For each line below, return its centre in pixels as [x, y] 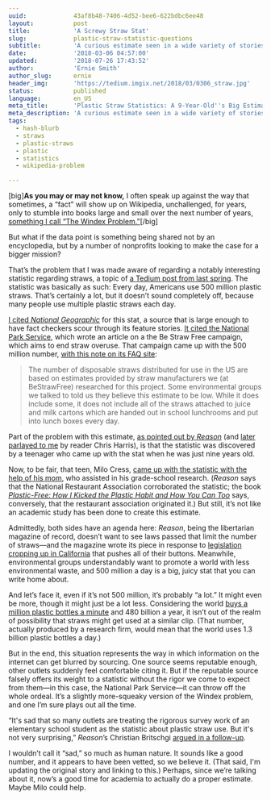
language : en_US [50, 98]
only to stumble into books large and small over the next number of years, [131, 213]
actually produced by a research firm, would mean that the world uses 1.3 [130, 629]
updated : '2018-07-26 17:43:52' [79, 61]
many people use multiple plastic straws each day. [92, 304]
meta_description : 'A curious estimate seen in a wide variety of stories [137, 114]
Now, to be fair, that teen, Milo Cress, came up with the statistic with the [128, 469]
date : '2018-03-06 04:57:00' [79, 53]
